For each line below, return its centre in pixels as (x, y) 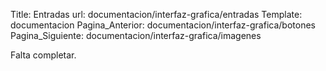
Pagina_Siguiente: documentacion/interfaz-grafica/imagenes (136, 35)
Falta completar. (43, 55)
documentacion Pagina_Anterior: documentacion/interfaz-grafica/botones (163, 25)
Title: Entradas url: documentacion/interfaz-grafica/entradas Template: (156, 14)
